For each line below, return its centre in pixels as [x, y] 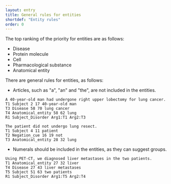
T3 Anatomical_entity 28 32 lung [41, 140]
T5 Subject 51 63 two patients [39, 172]
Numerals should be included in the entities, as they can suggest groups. [90, 149]
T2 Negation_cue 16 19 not [34, 135]
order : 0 [15, 24]
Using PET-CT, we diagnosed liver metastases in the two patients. [79, 159]
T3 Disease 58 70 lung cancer [38, 109]
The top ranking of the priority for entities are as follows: [65, 39]
